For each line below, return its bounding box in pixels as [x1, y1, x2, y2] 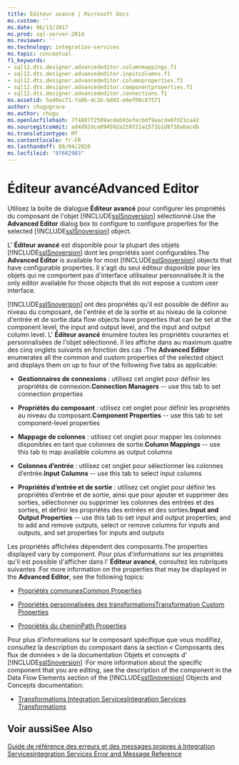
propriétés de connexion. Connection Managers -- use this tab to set [17, 382, 221, 390]
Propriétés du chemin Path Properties [17, 622, 127, 630]
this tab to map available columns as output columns [17, 447, 173, 456]
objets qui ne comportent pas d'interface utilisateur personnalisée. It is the [7, 270, 225, 279]
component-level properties [17, 418, 100, 427]
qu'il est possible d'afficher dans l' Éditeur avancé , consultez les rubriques [7, 557, 228, 566]
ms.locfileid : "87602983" [7, 150, 84, 157]
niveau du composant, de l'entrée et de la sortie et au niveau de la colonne [7, 308, 227, 316]
